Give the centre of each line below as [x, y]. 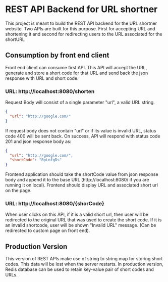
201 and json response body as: [38, 141]
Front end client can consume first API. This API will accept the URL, [76, 67]
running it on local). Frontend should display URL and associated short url [81, 185]
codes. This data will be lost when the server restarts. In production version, [84, 264]
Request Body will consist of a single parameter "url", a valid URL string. [80, 103]
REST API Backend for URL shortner [81, 9]
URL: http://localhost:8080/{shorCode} [55, 204]
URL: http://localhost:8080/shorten [50, 91]
